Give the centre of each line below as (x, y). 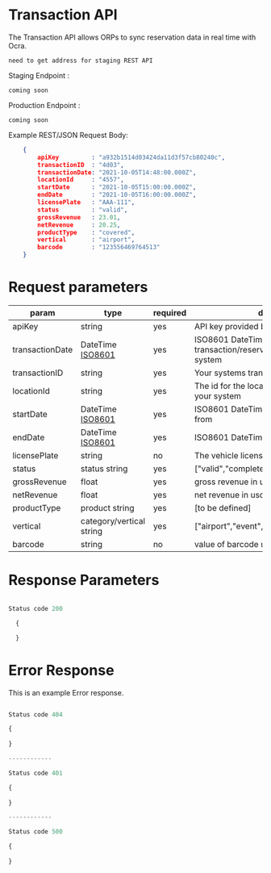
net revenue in (221, 495)
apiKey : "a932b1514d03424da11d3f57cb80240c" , (131, 157)
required (170, 313)
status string (104, 468)
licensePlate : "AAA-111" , (86, 203)
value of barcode (227, 544)
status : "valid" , (83, 210)
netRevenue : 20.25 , (79, 225)
